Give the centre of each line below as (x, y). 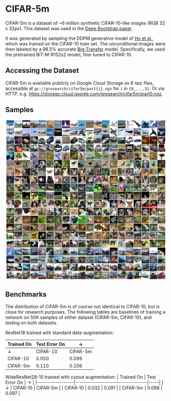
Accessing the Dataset (42, 71)
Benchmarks (26, 294)
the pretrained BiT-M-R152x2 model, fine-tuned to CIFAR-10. (69, 55)
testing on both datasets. (31, 323)
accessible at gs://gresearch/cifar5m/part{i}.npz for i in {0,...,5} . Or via (85, 88)
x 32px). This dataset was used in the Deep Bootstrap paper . (69, 28)
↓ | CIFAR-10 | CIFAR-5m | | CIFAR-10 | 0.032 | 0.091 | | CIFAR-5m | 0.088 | (84, 388)
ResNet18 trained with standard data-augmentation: (59, 333)
